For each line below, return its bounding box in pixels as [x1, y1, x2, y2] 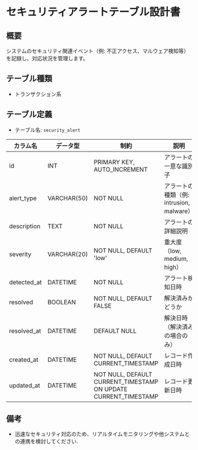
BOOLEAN [47, 298, 77, 306]
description [9, 222, 41, 230]
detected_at [9, 278, 42, 286]
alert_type [9, 194, 37, 202]
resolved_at [9, 327, 41, 335]
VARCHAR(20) [47, 250, 88, 258]
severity [9, 250, 32, 258]
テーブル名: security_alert [14, 126, 81, 133]
